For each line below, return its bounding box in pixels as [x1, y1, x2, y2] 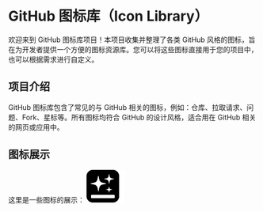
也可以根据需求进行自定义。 [8, 55, 99, 64]
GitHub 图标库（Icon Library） [8, 7, 209, 25]
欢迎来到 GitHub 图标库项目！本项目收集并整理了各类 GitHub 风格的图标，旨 [8, 35, 256, 44]
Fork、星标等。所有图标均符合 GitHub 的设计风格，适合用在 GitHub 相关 [21, 112, 257, 122]
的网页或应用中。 [8, 122, 64, 131]
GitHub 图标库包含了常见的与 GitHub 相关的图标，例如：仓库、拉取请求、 [8, 102, 247, 112]
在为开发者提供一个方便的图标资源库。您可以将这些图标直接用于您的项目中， [8, 44, 258, 54]
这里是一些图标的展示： [8, 195, 85, 204]
